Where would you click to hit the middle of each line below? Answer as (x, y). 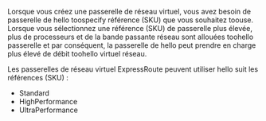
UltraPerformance (49, 110)
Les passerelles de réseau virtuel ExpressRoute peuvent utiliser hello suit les (133, 69)
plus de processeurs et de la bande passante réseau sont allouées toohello (131, 37)
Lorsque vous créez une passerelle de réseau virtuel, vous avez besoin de (129, 12)
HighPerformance (48, 101)
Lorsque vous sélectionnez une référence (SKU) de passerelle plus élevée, (130, 28)
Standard (34, 93)
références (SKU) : (38, 78)
